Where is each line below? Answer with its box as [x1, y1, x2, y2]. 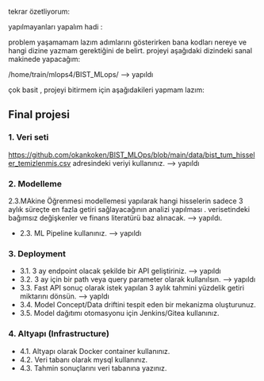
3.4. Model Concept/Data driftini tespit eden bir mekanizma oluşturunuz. [19, 300, 256, 310]
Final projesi [8, 108, 70, 121]
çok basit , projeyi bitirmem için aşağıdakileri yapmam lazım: [8, 85, 205, 94]
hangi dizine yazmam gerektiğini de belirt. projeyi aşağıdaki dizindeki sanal [8, 46, 252, 55]
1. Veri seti [8, 132, 49, 143]
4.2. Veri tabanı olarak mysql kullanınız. [19, 355, 148, 364]
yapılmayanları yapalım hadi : [8, 22, 103, 31]
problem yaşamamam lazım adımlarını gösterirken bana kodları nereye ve [8, 37, 247, 47]
